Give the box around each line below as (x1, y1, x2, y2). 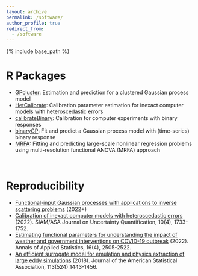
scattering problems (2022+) (14, 205, 87, 213)
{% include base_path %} (6, 48, 70, 55)
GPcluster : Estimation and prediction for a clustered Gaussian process (14, 89, 189, 96)
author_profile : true (6, 20, 61, 26)
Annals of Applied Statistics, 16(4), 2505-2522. (14, 244, 132, 251)
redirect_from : (6, 25, 45, 32)
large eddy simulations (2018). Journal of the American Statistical (14, 257, 178, 264)
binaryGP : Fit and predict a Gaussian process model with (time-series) (14, 127, 190, 134)
